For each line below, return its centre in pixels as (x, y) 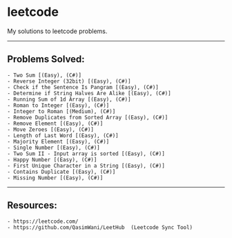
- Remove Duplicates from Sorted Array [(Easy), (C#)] (88, 117)
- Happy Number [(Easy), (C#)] (52, 159)
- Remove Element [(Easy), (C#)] (55, 123)
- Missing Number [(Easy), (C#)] (55, 178)
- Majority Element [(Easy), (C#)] (58, 141)
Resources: (32, 205)
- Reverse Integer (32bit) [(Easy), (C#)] (69, 81)
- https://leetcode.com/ (43, 221)
